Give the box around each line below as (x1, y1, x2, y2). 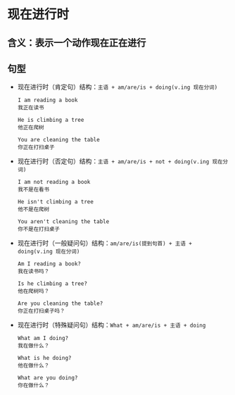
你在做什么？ (17, 382, 50, 389)
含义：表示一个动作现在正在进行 (7, 37, 146, 49)
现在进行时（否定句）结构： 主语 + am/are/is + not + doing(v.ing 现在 (17, 157, 223, 165)
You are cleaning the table (17, 137, 100, 144)
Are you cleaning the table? (17, 300, 103, 307)
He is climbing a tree (17, 117, 84, 124)
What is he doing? (17, 355, 72, 362)
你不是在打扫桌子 (17, 226, 60, 233)
